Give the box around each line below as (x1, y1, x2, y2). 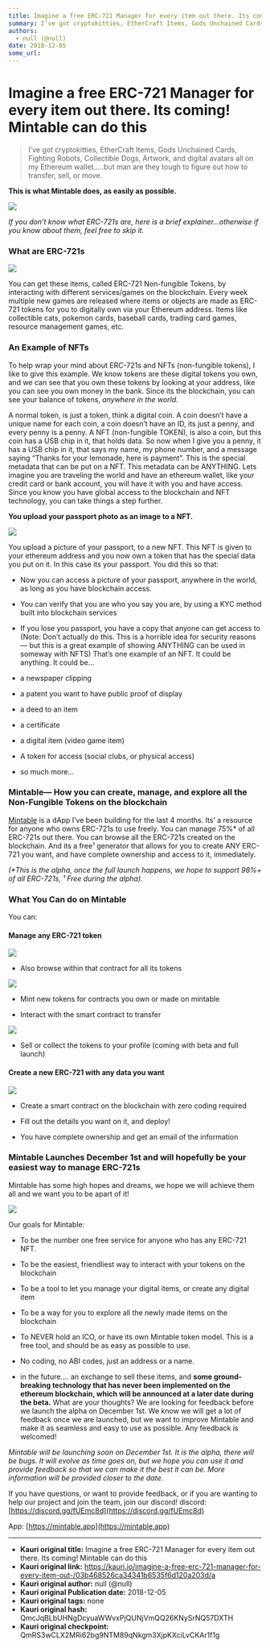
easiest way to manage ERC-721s (8, 1162, 141, 1173)
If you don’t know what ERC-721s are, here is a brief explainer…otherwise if (8, 217, 259, 226)
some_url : (8, 49, 42, 57)
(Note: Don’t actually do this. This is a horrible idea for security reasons (19, 632, 256, 641)
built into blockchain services (19, 608, 117, 617)
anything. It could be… (19, 658, 95, 667)
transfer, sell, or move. (27, 170, 103, 180)
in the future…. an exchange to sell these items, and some (19, 1372, 213, 1381)
